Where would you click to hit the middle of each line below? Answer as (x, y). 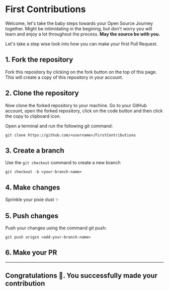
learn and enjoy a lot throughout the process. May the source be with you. (83, 34)
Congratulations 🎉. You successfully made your (81, 276)
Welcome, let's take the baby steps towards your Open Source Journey (79, 23)
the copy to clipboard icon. (33, 116)
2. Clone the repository (42, 93)
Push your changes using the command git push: (56, 228)
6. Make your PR (31, 253)
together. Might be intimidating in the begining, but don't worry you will (79, 28)
